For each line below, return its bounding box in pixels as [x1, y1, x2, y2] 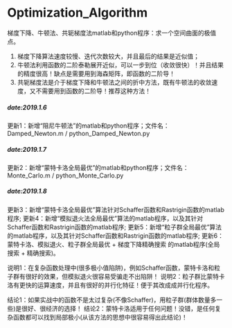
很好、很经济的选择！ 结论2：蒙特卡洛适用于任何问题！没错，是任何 [21, 304, 215, 313]
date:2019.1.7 [7, 145, 47, 153]
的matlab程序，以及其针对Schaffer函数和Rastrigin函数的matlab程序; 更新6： [7, 231, 224, 240]
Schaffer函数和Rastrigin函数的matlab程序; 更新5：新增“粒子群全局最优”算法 [7, 223, 222, 231]
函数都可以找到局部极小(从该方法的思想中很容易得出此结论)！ [12, 313, 188, 321]
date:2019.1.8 [7, 187, 47, 196]
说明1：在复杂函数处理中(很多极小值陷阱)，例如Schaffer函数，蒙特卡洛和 [7, 264, 215, 272]
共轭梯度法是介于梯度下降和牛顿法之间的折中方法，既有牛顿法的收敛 [17, 78, 212, 86]
